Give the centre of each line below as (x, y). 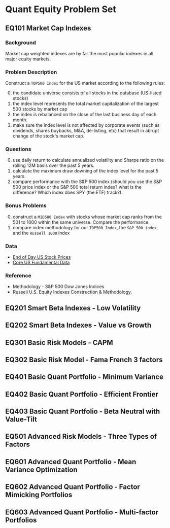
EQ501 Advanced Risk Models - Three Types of (81, 436)
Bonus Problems (26, 205)
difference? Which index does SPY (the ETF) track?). (67, 192)
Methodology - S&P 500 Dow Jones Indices (58, 287)
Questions (18, 149)
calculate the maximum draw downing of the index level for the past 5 (86, 171)
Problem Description (31, 72)
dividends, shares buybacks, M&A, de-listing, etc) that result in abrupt (86, 131)
